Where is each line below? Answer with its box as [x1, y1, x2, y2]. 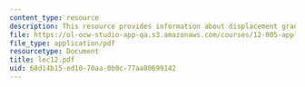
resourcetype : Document [9, 47, 100, 56]
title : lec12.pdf [9, 55, 75, 64]
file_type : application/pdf [9, 38, 116, 48]
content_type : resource [9, 13, 100, 23]
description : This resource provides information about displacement [9, 22, 279, 31]
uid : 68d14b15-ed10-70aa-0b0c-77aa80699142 [9, 64, 177, 73]
